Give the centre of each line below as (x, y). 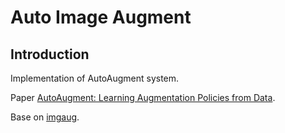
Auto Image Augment (101, 17)
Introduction (50, 54)
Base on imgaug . (45, 117)
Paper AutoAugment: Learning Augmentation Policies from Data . (143, 97)
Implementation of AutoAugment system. (95, 78)
